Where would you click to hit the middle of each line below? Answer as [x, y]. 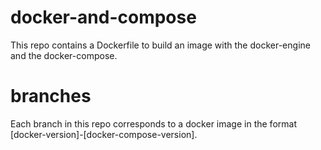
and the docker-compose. [64, 55]
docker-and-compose [103, 17]
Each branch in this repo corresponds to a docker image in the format [153, 123]
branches [51, 96]
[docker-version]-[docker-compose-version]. [104, 134]
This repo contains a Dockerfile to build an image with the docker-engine [160, 45]
